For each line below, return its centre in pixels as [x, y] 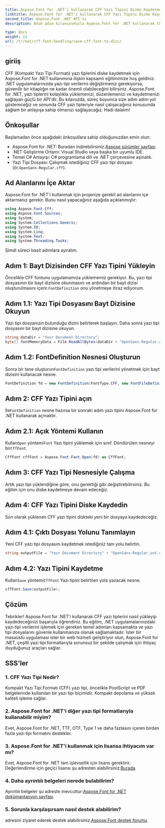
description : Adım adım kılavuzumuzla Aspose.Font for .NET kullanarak [80, 23]
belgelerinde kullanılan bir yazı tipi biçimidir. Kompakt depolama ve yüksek [80, 693]
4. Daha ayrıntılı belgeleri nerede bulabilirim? [60, 781]
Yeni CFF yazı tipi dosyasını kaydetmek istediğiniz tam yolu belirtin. [73, 544]
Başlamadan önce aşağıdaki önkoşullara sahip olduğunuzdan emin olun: [78, 137]
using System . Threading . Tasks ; [37, 241]
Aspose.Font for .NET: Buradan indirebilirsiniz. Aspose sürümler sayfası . [84, 147]
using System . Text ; [25, 237]
